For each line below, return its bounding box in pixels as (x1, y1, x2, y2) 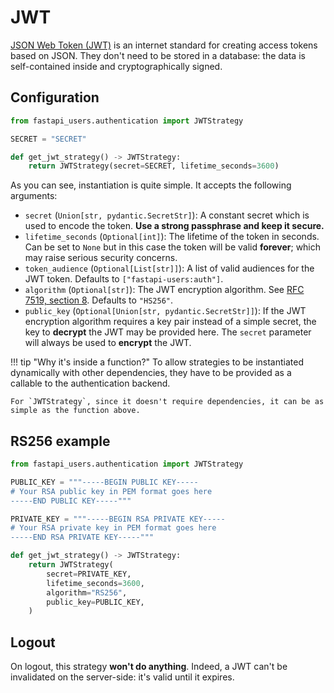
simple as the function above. (10, 406, 141, 416)
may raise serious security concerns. (24, 252, 178, 264)
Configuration (10, 89, 100, 106)
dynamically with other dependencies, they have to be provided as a (10, 367, 292, 379)
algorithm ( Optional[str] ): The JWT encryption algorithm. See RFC (24, 284, 305, 296)
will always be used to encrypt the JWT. (24, 337, 192, 349)
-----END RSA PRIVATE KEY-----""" (10, 532, 155, 543)
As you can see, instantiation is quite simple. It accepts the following (10, 179, 292, 191)
